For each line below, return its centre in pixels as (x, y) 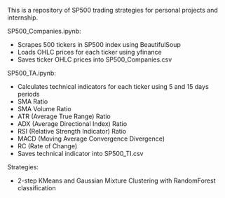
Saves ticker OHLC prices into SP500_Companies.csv (95, 59)
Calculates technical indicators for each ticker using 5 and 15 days (113, 86)
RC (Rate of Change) (47, 146)
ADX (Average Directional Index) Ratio (72, 124)
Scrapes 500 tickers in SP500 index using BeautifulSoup (99, 44)
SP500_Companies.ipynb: (45, 31)
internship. (23, 17)
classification (36, 188)
